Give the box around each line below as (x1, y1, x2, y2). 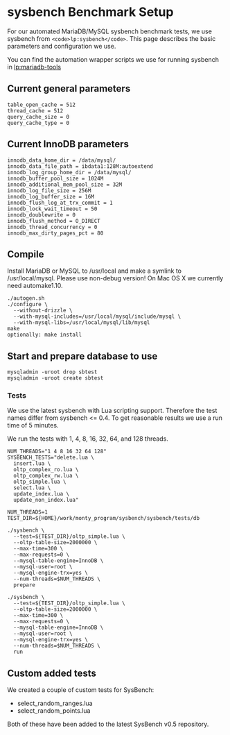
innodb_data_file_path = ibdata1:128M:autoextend (7, 162, 154, 170)
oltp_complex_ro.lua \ (13, 466, 79, 473)
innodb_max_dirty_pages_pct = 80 (7, 230, 104, 237)
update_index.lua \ (13, 491, 70, 498)
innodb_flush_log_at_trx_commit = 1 (7, 199, 113, 206)
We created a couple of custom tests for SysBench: (7, 686, 154, 694)
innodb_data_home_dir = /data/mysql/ (7, 157, 116, 164)
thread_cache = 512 (7, 107, 64, 115)
